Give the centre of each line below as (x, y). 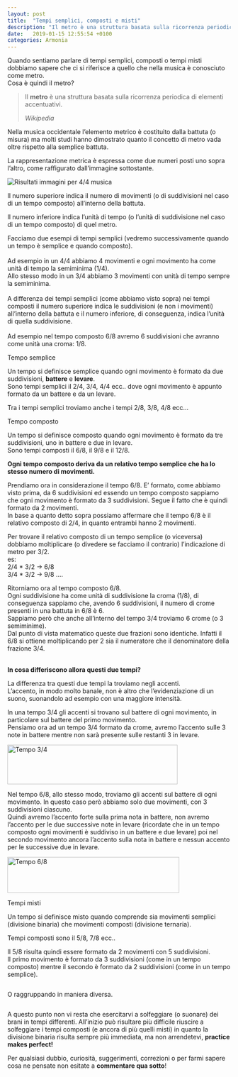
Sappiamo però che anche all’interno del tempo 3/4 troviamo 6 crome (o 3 (115, 619)
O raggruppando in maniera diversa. (60, 995)
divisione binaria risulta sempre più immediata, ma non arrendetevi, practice (119, 1037)
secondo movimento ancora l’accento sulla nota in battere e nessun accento (119, 840)
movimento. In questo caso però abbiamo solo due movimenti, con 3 (107, 802)
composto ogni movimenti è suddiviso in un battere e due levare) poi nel (113, 832)
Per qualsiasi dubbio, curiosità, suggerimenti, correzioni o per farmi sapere (116, 1059)
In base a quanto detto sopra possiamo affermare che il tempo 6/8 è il (109, 516)
